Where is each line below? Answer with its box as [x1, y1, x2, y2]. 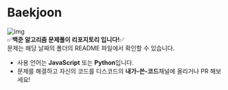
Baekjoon [7, 5, 62, 20]
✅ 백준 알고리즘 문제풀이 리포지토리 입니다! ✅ [7, 35, 125, 44]
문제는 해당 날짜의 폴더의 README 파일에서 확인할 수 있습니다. [7, 44, 175, 52]
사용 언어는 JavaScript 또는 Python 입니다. [16, 58, 134, 66]
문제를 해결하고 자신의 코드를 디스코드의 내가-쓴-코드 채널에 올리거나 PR [16, 67, 209, 75]
